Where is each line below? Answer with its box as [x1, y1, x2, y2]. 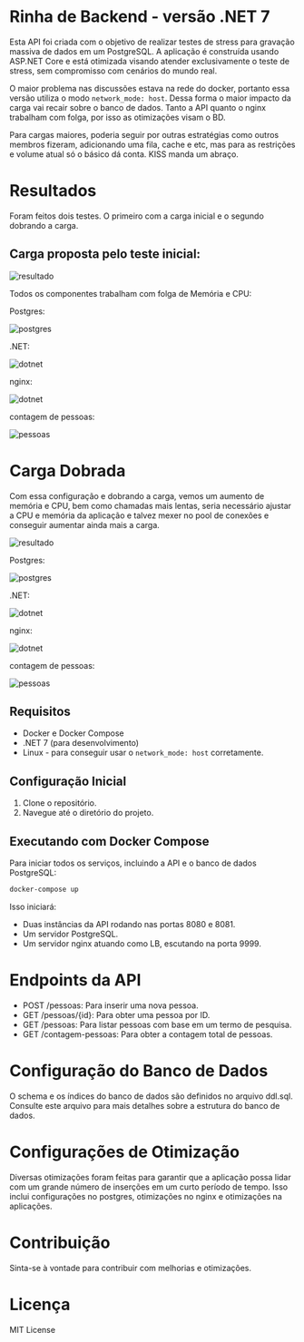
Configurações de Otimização [9, 1141, 240, 1162]
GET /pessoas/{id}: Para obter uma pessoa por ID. [22, 1009, 211, 1020]
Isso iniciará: [9, 901, 57, 912]
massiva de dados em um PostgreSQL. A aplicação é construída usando [9, 45, 279, 56]
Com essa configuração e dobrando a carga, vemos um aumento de [9, 490, 265, 501]
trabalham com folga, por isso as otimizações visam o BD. [9, 112, 226, 122]
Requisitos [9, 704, 71, 720]
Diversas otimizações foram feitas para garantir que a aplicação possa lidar [9, 1171, 292, 1182]
